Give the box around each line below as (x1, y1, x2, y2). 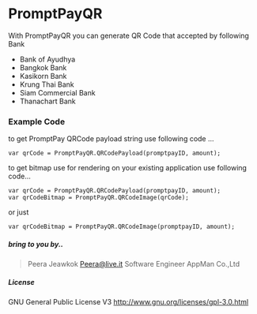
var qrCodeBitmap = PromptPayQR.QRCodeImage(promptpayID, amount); (8, 222, 236, 231)
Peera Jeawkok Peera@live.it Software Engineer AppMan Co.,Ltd (27, 260, 240, 269)
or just (8, 207, 29, 217)
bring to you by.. (8, 239, 63, 249)
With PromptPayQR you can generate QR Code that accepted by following (8, 31, 249, 40)
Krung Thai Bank (19, 80, 75, 89)
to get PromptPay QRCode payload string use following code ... (8, 134, 215, 144)
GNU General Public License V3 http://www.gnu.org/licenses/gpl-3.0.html (8, 297, 249, 307)
